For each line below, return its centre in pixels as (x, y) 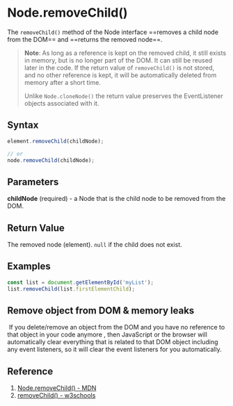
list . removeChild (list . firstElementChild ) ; (71, 289)
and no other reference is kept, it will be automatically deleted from (120, 75)
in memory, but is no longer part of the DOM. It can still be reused (118, 60)
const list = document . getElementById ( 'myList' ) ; (81, 282)
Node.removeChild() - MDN (57, 388)
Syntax (23, 125)
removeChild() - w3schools (56, 396)
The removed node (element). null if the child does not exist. (95, 244)
